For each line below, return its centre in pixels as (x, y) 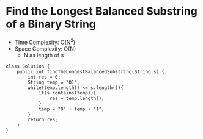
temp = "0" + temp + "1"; (71, 109)
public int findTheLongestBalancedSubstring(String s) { (91, 71)
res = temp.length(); (77, 98)
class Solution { (28, 66)
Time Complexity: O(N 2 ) (45, 41)
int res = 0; (44, 77)
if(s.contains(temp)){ (67, 93)
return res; (43, 119)
